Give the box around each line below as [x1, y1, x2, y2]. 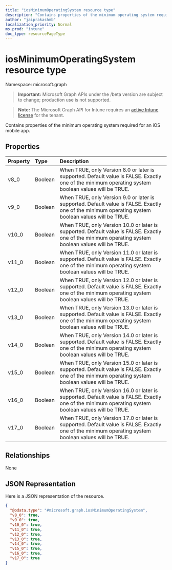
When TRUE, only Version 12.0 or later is [59, 277, 158, 284]
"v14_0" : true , [10, 541, 42, 546]
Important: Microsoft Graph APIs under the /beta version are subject [17, 91, 163, 97]
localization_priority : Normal [5, 22, 72, 27]
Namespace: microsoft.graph [5, 81, 67, 87]
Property [8, 158, 30, 165]
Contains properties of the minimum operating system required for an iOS [5, 122, 160, 128]
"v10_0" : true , [10, 522, 42, 527]
